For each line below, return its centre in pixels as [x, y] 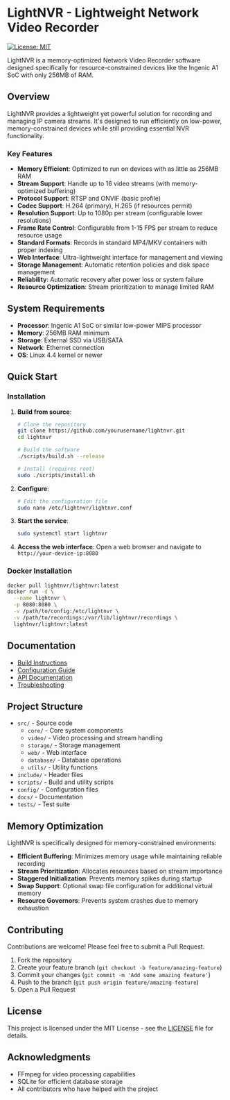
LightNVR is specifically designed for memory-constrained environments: [112, 843]
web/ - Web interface [57, 753]
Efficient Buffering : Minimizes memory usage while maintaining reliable [120, 856]
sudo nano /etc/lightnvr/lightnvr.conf [75, 508]
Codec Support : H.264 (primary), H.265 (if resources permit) [105, 206]
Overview [29, 97]
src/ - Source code [45, 723]
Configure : [33, 488]
